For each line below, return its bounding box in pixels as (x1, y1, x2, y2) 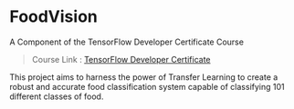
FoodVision (9, 6, 98, 27)
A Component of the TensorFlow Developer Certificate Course (9, 36, 245, 47)
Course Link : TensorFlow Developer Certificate (31, 54, 211, 64)
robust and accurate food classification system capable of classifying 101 (9, 81, 285, 92)
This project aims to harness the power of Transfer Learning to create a (9, 71, 278, 83)
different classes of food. (9, 91, 104, 102)
